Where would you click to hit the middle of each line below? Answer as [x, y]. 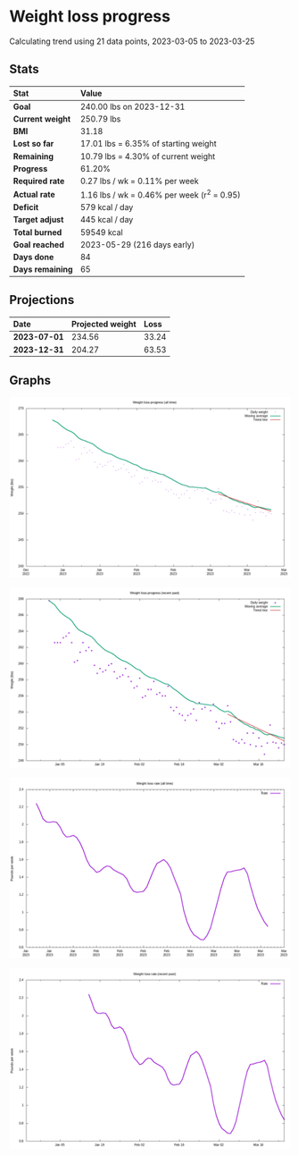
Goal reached [38, 244]
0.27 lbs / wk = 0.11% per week [139, 181]
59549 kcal [101, 232]
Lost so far [33, 144]
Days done [33, 257]
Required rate [39, 181]
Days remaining [43, 269]
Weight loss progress [90, 17]
